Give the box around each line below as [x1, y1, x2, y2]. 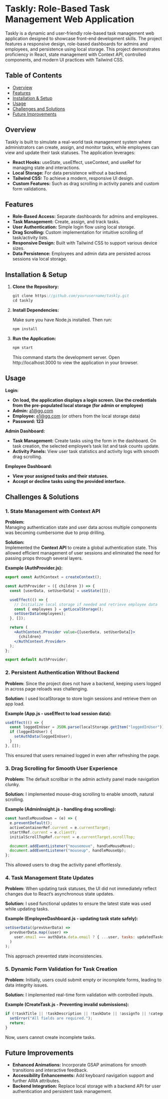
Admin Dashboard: [5, 428, 45, 434]
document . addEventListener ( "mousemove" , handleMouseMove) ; [9, 843, 135, 848]
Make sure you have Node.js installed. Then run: [12, 316, 112, 322]
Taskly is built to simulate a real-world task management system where [5, 138, 151, 145]
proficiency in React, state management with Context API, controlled [5, 51, 146, 57]
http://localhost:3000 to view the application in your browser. [12, 359, 138, 365]
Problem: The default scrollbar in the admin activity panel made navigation [5, 776, 159, 782]
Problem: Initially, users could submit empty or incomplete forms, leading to [5, 977, 161, 983]
